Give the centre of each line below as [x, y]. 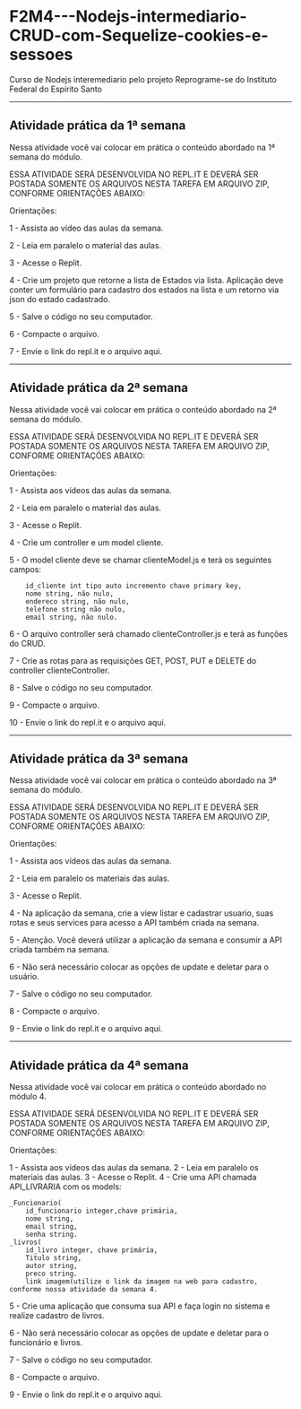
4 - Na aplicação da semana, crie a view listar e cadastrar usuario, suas [142, 913]
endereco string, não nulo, [77, 601]
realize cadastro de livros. [57, 1316]
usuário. [25, 977]
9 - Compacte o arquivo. [55, 705]
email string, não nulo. [72, 617]
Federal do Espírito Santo [56, 89]
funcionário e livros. [46, 1343]
